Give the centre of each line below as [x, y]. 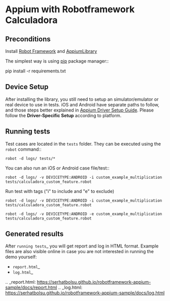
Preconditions [28, 39]
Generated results [35, 234]
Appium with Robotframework [70, 9]
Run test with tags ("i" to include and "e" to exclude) [60, 191]
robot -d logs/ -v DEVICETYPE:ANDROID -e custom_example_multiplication [84, 214]
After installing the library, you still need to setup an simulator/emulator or [82, 99]
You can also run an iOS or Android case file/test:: [57, 168]
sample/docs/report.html [31, 288]
